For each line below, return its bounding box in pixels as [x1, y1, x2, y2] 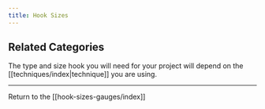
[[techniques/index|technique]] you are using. [8, 70, 158, 79]
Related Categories [8, 41, 105, 54]
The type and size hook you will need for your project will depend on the [8, 61, 244, 71]
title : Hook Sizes [8, 11, 69, 20]
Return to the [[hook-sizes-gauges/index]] [8, 92, 146, 102]
